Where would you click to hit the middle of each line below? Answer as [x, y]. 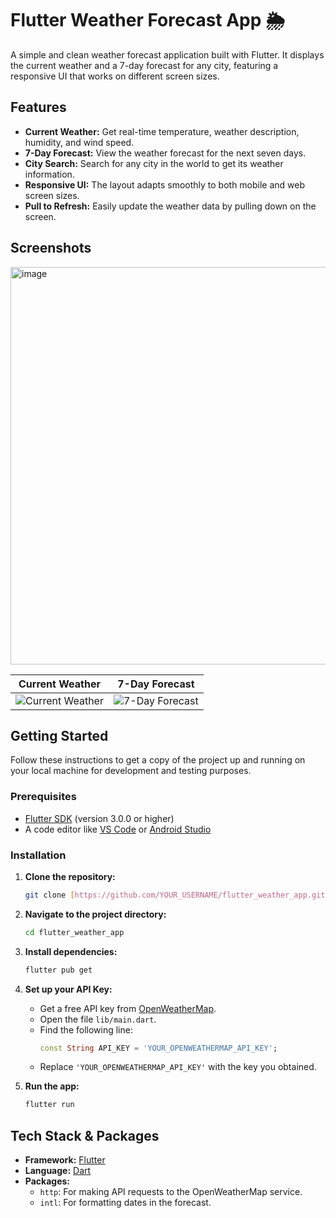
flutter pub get [58, 970]
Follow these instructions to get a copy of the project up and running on [158, 760]
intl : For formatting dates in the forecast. [125, 1203]
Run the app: [52, 1086]
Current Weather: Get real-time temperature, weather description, [162, 131]
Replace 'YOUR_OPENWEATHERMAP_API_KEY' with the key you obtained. [178, 1067]
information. [49, 174]
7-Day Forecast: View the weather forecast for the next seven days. [165, 153]
